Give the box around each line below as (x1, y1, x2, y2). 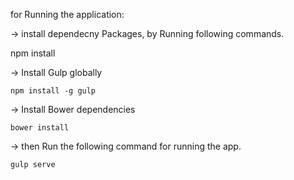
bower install (10, 123, 70, 133)
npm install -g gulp (10, 86, 97, 96)
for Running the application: (10, 9, 125, 20)
